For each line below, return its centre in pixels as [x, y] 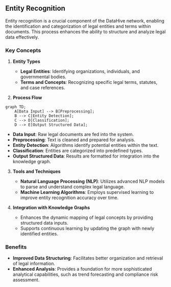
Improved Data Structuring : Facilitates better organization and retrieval [88, 258]
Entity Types [27, 61]
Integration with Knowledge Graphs [51, 208]
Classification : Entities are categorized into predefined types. [78, 151]
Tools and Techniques [36, 171]
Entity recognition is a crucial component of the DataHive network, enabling [85, 20]
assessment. [26, 280]
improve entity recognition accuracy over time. [69, 198]
